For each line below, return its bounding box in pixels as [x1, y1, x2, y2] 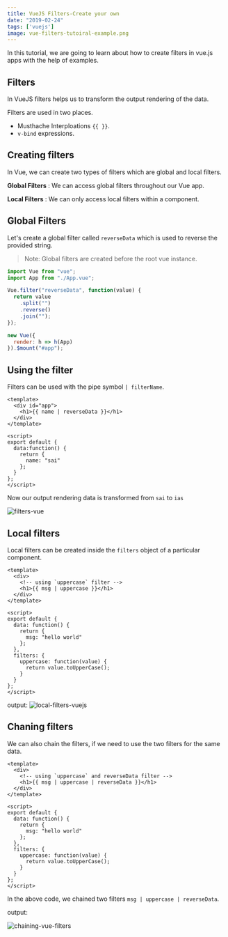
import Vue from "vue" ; [7, 268, 76, 275]
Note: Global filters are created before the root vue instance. [24, 254, 197, 263]
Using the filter [7, 364, 74, 376]
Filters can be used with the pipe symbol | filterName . [7, 382, 165, 391]
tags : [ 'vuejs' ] [7, 23, 54, 30]
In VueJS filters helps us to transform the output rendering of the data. [7, 95, 209, 103]
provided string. [7, 241, 53, 249]
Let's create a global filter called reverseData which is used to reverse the [7, 233, 218, 242]
